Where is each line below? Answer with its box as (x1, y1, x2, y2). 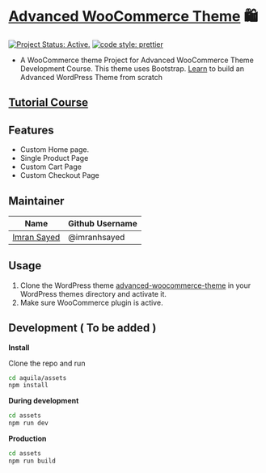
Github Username (67, 217, 137, 229)
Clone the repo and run (8, 358, 86, 368)
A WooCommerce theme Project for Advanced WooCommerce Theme (19, 55, 255, 65)
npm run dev (8, 419, 49, 428)
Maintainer (8, 194, 65, 208)
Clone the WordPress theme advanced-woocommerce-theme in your (19, 281, 251, 290)
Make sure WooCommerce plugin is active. (19, 298, 163, 307)
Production (8, 434, 47, 444)
